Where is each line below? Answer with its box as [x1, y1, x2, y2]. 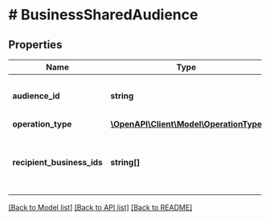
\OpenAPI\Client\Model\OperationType [110, 118, 263, 130]
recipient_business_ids [12, 157, 103, 168]
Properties [8, 38, 63, 52]
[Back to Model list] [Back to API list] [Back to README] [8, 203, 193, 212]
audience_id [12, 90, 60, 102]
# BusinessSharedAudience [8, 6, 198, 24]
